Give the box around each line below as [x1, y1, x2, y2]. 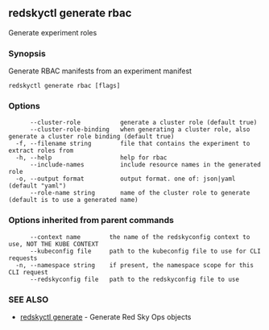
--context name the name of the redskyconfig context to [29, 233, 250, 241]
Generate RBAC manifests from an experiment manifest [8, 66, 192, 76]
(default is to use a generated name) [8, 196, 139, 204]
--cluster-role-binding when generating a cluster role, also [29, 126, 250, 134]
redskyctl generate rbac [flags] [8, 82, 121, 90]
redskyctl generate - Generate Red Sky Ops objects [19, 312, 192, 321]
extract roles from [8, 146, 74, 155]
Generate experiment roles [8, 27, 97, 37]
